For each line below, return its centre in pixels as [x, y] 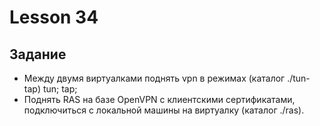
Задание [38, 54]
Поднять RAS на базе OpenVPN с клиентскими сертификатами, [159, 99]
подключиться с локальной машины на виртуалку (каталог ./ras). [164, 110]
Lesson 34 [54, 17]
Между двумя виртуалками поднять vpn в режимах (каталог [154, 78]
